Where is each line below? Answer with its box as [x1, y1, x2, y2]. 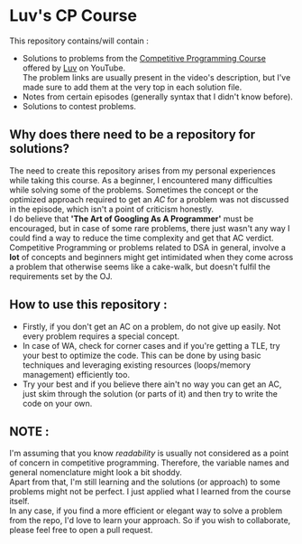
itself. [9, 496, 30, 507]
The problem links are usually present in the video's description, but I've [22, 71, 291, 82]
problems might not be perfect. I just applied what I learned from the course [9, 486, 291, 497]
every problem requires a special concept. [22, 331, 180, 342]
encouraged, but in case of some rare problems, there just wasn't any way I [9, 222, 290, 233]
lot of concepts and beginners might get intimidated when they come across [9, 251, 294, 262]
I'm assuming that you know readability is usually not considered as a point [9, 448, 289, 459]
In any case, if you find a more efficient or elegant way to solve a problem [9, 505, 282, 516]
